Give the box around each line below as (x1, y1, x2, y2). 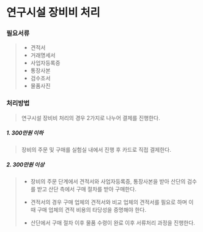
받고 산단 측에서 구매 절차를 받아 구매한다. (37, 185, 136, 193)
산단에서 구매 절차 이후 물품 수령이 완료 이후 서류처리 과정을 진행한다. (30, 219, 196, 226)
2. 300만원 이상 (6, 161, 45, 168)
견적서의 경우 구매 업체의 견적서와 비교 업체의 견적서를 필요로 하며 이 (30, 198, 194, 206)
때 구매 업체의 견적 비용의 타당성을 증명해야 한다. (30, 206, 147, 213)
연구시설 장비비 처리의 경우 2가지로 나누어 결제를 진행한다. (21, 114, 160, 121)
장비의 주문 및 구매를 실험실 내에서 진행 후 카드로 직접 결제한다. (21, 146, 171, 153)
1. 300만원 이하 (6, 129, 44, 137)
